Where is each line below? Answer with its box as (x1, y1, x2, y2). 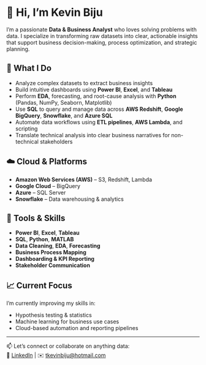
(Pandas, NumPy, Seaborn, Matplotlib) (15, 99, 112, 106)
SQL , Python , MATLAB (15, 236, 74, 243)
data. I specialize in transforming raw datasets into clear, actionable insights (6, 32, 198, 39)
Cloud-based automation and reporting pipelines (15, 325, 139, 332)
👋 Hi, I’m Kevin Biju (6, 6, 103, 20)
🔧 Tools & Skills (6, 213, 66, 223)
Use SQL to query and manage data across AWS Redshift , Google (15, 105, 183, 113)
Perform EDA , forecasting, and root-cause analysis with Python (15, 92, 177, 100)
